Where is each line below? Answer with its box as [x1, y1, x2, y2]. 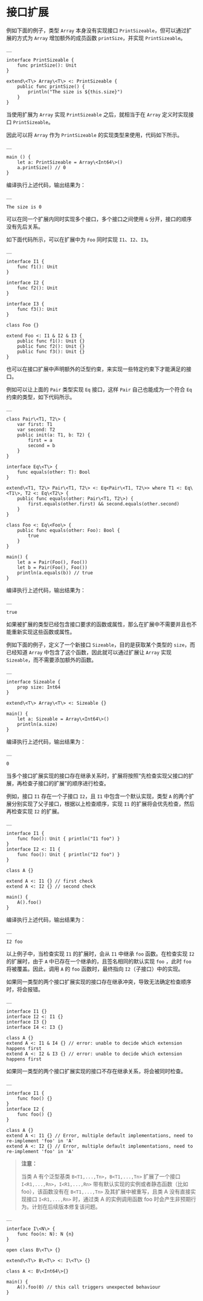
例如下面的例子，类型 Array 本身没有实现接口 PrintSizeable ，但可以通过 [6, 27, 187, 34]
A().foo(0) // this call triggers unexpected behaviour [17, 1284, 161, 1290]
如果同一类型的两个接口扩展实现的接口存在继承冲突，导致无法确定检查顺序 [6, 978, 192, 985]
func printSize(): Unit [17, 62, 77, 68]
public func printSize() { [17, 83, 85, 90]
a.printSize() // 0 [17, 164, 66, 170]
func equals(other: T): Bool [17, 469, 91, 475]
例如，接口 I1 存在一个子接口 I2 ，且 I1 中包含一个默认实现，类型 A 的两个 [6, 792, 189, 800]
